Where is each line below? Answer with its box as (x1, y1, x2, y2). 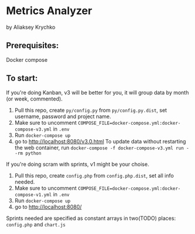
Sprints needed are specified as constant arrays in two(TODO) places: (6, 215, 176, 222)
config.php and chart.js (6, 220, 66, 228)
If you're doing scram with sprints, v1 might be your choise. (6, 161, 150, 168)
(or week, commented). (6, 95, 63, 102)
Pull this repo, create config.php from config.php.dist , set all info (14, 172, 174, 179)
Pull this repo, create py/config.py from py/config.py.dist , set (14, 106, 167, 113)
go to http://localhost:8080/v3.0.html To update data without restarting (14, 138, 186, 145)
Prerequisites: (6, 41, 59, 51)
